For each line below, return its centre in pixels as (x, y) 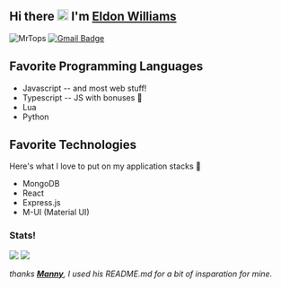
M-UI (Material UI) (56, 213)
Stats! (22, 236)
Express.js (41, 203)
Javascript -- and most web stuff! (84, 88)
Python (35, 117)
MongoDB (41, 184)
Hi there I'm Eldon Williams (93, 17)
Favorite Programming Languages (106, 67)
